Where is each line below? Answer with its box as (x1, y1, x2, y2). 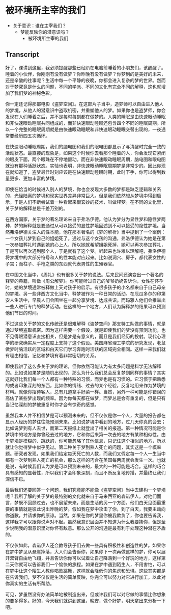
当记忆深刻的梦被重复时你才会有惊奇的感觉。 (5, 401, 99, 408)
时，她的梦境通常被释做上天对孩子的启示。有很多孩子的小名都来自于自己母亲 (5, 284, 166, 290)
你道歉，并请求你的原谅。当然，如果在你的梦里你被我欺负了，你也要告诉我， (5, 512, 166, 518)
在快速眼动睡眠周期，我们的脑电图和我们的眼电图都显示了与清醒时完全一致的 (5, 143, 166, 149)
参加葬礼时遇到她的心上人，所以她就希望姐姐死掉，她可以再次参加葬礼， (14, 242, 166, 248)
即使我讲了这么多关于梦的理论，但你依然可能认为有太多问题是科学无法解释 (5, 363, 161, 369)
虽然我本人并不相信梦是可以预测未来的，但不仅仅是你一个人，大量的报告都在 (5, 412, 166, 418)
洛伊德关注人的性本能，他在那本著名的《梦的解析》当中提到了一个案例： (14, 229, 166, 235)
